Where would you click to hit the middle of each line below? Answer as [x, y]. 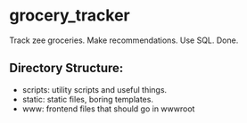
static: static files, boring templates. [88, 99]
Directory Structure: [66, 68]
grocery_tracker [70, 16]
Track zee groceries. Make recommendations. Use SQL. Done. [124, 40]
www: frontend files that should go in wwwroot [108, 109]
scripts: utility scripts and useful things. [95, 89]
